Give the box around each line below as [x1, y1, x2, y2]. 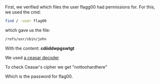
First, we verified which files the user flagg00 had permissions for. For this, [5, 4, 156, 10]
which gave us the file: [5, 27, 50, 33]
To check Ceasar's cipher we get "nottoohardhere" [5, 64, 107, 70]
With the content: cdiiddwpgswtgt [5, 45, 74, 51]
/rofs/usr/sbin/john [5, 36, 47, 42]
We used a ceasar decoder [5, 55, 59, 60]
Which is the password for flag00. [5, 73, 73, 79]
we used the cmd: [5, 9, 41, 15]
